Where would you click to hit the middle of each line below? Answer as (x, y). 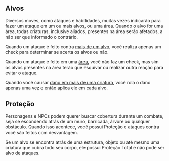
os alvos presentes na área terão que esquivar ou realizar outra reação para (84, 67)
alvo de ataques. (23, 153)
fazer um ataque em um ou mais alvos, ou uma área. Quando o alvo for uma (84, 26)
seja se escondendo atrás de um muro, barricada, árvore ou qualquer (78, 121)
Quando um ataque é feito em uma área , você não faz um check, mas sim (82, 62)
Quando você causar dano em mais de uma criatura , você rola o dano (78, 82)
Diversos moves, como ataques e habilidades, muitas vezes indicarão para (83, 20)
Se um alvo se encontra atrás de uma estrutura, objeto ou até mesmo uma (82, 142)
